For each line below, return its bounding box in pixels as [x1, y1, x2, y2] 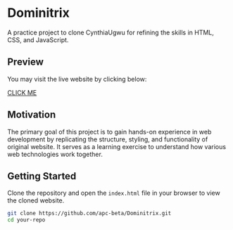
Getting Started [7, 170, 77, 182]
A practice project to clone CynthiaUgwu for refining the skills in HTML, [7, 28, 215, 37]
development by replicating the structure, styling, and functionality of [7, 135, 208, 143]
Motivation [7, 109, 56, 121]
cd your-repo [7, 217, 46, 224]
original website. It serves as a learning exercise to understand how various [7, 142, 227, 151]
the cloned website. [7, 196, 65, 205]
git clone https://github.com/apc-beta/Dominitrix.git [7, 210, 172, 217]
